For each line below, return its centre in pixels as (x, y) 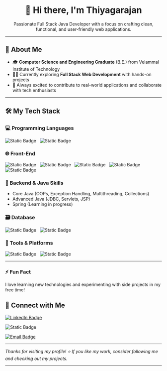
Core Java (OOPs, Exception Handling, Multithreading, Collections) (81, 194)
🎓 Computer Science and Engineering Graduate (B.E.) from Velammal (85, 62)
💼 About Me (24, 50)
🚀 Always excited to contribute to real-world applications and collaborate (87, 85)
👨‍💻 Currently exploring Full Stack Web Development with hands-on (82, 74)
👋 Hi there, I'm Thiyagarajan (83, 10)
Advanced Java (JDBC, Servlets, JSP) (51, 199)
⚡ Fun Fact (18, 272)
